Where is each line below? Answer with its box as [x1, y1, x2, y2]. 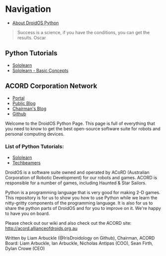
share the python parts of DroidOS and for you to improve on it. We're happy [5, 205, 161, 211]
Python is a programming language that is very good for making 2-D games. [5, 189, 161, 195]
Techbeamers [12, 159, 41, 165]
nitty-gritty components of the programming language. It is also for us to [5, 200, 153, 206]
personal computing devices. [5, 131, 64, 137]
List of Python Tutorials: [5, 143, 64, 150]
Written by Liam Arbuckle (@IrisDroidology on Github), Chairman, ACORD [5, 235, 155, 241]
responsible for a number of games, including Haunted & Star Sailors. [5, 180, 147, 186]
